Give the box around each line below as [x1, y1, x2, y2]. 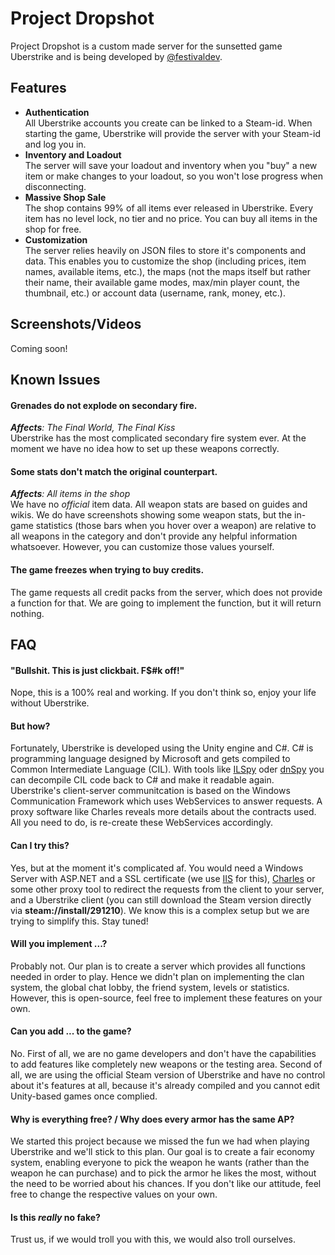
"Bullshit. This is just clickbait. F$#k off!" [10, 664, 185, 676]
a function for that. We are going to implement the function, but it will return [10, 597, 322, 609]
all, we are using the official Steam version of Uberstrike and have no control [10, 1068, 326, 1081]
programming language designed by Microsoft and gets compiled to [10, 753, 291, 765]
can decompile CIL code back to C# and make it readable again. [10, 774, 275, 786]
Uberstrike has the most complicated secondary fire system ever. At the [10, 432, 307, 444]
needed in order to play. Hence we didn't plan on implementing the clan [10, 970, 305, 982]
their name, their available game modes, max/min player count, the [24, 276, 300, 288]
